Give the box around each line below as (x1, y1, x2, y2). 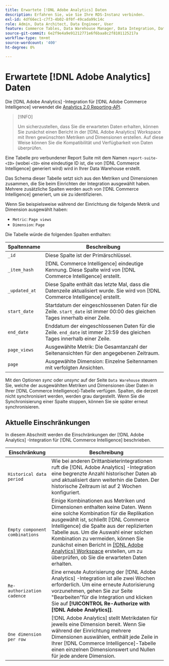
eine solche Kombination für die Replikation (51, 510, 154, 517)
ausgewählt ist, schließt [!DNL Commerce (51, 516, 150, 523)
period (8, 476, 24, 482)
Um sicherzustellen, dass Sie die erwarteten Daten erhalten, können (17, 123, 159, 129)
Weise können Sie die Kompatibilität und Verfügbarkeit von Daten (17, 139, 153, 145)
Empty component (8, 527, 47, 533)
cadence (8, 593, 26, 599)
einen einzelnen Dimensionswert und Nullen (51, 646, 155, 653)
